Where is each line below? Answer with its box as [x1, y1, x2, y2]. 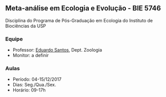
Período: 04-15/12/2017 [12, 76, 62, 82]
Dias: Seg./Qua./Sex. [12, 82, 56, 88]
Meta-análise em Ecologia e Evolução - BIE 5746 [5, 4, 161, 13]
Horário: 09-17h [12, 87, 46, 93]
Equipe [5, 35, 23, 42]
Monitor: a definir [12, 53, 49, 59]
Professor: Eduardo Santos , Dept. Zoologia [12, 47, 103, 53]
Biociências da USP [5, 23, 47, 29]
